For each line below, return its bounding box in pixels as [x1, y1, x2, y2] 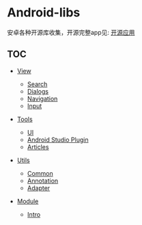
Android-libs [7, 5, 81, 21]
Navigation [27, 94, 58, 103]
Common [27, 169, 53, 177]
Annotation [27, 176, 59, 185]
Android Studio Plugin [27, 135, 89, 144]
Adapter [27, 183, 51, 192]
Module [16, 197, 39, 205]
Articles [27, 142, 49, 151]
